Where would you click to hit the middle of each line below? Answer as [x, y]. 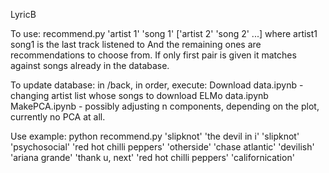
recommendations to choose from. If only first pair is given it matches [153, 55]
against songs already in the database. [90, 65]
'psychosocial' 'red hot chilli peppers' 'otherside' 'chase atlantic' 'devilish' [162, 147]
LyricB [23, 14]
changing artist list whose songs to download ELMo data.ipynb [139, 95]
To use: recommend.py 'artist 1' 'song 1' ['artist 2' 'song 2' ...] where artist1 [164, 33]
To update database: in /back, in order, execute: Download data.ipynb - [157, 85]
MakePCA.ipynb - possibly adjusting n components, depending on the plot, [165, 106]
